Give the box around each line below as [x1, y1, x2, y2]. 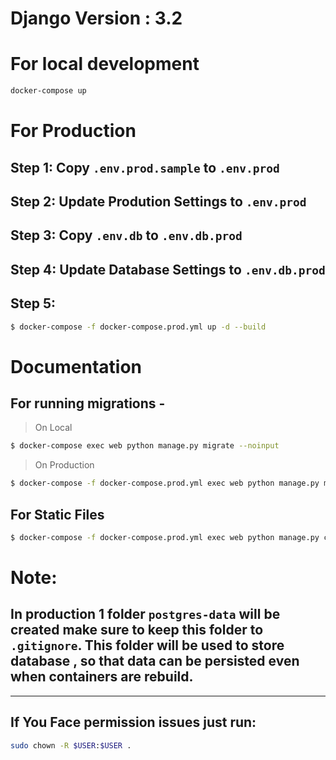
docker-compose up [10, 86, 87, 96]
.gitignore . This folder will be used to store [10, 637, 285, 654]
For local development [10, 53, 200, 76]
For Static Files [10, 506, 105, 523]
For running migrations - [10, 395, 166, 412]
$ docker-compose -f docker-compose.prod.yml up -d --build [10, 322, 267, 332]
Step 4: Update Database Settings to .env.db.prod [10, 261, 326, 278]
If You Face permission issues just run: [10, 714, 257, 731]
